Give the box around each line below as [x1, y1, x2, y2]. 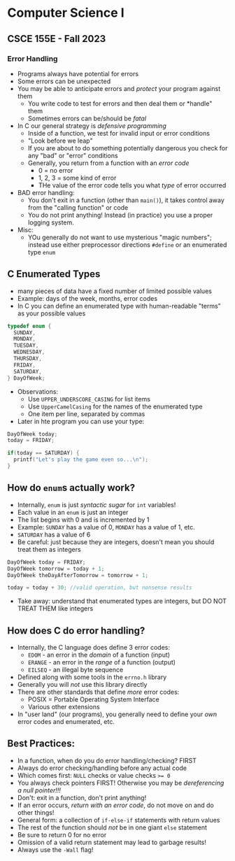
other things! [17, 808, 55, 816]
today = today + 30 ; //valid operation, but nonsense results [7, 584, 192, 592]
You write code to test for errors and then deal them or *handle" [27, 99, 213, 108]
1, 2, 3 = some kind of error [38, 173, 117, 182]
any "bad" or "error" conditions [27, 151, 118, 159]
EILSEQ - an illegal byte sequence [27, 666, 124, 674]
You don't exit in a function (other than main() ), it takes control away [27, 196, 225, 204]
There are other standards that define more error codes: [17, 688, 180, 697]
